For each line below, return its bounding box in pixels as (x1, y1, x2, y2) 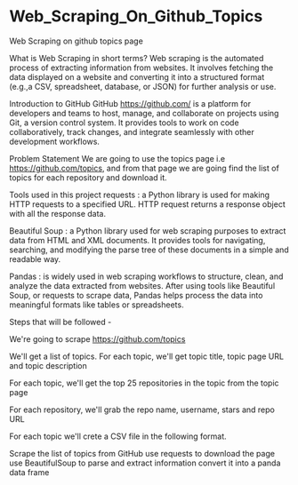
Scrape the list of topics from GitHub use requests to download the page (9, 448, 276, 458)
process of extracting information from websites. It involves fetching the (9, 62, 274, 73)
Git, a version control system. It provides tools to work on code (9, 117, 239, 128)
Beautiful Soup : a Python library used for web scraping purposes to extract (9, 225, 286, 236)
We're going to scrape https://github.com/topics (9, 333, 186, 344)
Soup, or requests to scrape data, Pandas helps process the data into (9, 290, 263, 300)
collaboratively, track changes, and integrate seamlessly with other (9, 126, 255, 137)
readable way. (9, 253, 61, 264)
